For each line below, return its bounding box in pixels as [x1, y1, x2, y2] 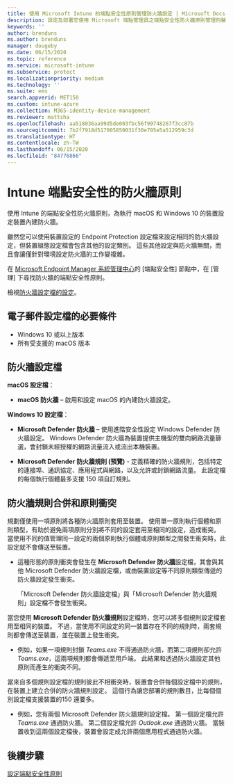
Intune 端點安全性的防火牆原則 [7, 185, 182, 200]
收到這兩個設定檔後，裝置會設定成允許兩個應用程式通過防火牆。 [23, 728, 206, 736]
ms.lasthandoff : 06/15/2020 [7, 146, 89, 153]
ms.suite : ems [7, 88, 49, 95]
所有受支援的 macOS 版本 [17, 339, 91, 347]
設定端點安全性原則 [7, 769, 62, 778]
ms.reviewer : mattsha [7, 113, 70, 120]
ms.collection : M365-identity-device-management [7, 107, 150, 114]
